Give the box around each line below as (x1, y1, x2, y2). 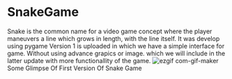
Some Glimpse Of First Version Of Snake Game (7, 64, 142, 72)
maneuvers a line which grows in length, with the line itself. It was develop (7, 34, 220, 42)
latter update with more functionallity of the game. (7, 56, 151, 64)
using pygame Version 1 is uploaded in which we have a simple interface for (7, 42, 225, 50)
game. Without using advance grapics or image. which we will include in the (7, 49, 226, 58)
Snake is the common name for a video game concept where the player (7, 27, 212, 35)
